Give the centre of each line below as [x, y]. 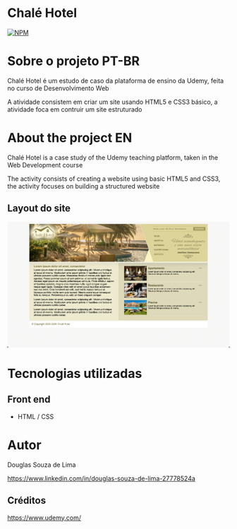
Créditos [27, 500]
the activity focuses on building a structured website [84, 186]
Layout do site [39, 209]
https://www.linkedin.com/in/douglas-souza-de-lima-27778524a [102, 478]
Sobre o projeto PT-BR [73, 61]
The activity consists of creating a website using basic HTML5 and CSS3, [114, 179]
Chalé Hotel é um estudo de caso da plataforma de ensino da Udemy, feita [116, 81]
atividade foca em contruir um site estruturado [75, 109]
